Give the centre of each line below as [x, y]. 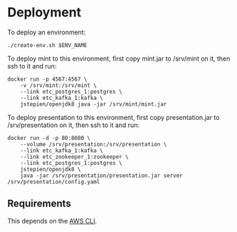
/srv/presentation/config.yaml [54, 182]
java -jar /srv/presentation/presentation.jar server [101, 176]
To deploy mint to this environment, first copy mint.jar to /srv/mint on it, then [119, 59]
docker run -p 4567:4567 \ [47, 79]
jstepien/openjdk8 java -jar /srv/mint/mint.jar [94, 104]
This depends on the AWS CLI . [52, 221]
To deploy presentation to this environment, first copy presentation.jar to [114, 117]
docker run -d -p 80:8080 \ [49, 138]
